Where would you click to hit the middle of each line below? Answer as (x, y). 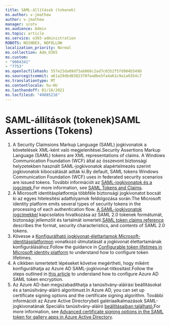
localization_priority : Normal (38, 48)
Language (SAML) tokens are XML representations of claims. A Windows (89, 156)
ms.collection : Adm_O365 (31, 52)
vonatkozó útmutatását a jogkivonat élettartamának (108, 242)
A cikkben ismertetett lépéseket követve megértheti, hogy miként (81, 263)
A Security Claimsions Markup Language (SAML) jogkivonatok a (80, 145)
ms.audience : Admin (26, 29)
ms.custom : (17, 57)
